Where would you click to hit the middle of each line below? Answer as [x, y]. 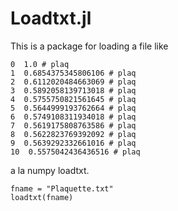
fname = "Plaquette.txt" [62, 188]
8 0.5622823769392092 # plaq [73, 134]
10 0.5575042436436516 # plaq [75, 152]
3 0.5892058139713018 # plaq [73, 90]
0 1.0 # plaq [40, 64]
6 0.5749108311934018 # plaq [73, 117]
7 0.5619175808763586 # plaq [73, 125]
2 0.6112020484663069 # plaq [73, 82]
